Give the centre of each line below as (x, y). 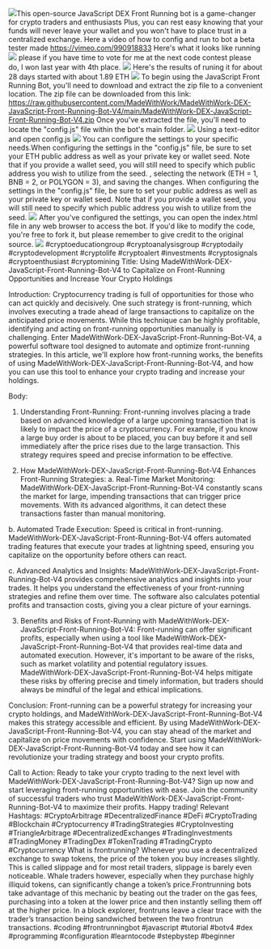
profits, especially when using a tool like (87, 638)
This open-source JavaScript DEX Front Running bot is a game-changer (136, 13)
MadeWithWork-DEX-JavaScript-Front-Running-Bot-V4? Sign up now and (131, 781)
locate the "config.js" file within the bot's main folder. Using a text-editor (134, 129)
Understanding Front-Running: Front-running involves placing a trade (135, 412)
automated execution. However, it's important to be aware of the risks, (137, 655)
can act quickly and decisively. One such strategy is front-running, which (130, 303)
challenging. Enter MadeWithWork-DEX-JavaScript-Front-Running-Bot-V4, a (135, 337)
